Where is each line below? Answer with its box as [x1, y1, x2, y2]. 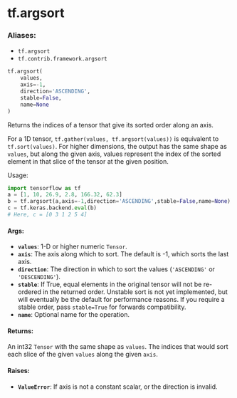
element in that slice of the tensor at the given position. [7, 157, 169, 165]
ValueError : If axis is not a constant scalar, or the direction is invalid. [17, 382, 218, 391]
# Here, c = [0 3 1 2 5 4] [7, 211, 88, 219]
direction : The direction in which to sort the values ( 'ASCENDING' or [17, 265, 216, 273]
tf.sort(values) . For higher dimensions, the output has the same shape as [7, 142, 228, 150]
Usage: [7, 171, 28, 179]
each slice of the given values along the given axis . [7, 350, 158, 359]
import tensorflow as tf [7, 184, 81, 192]
